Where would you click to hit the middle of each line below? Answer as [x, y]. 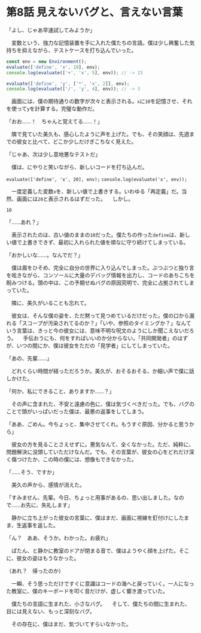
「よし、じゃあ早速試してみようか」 [51, 30]
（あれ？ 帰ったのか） [35, 571]
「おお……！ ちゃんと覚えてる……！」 [54, 122]
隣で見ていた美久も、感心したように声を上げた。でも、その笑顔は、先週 [100, 134]
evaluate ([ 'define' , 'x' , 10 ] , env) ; [53, 67]
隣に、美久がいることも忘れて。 [50, 303]
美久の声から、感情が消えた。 [48, 485]
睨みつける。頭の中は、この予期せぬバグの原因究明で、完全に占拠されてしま [100, 283]
